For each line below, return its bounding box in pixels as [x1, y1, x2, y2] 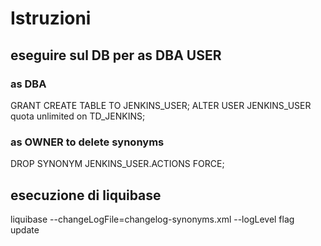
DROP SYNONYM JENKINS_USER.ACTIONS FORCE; [10, 158, 225, 170]
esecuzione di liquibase [10, 187, 162, 204]
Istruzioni [10, 7, 92, 30]
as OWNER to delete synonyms [10, 135, 165, 149]
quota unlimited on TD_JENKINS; [10, 110, 146, 122]
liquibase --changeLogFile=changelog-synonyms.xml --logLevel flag [10, 213, 295, 225]
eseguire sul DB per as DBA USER [10, 47, 222, 64]
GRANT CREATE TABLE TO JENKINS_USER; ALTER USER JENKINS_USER [10, 99, 312, 111]
